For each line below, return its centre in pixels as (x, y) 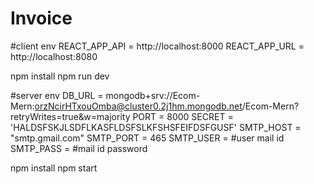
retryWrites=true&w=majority (70, 116)
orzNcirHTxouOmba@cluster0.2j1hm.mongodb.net (138, 106)
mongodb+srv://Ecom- (153, 95)
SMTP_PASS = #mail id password (79, 148)
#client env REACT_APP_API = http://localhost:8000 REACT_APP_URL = (157, 46)
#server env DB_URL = (57, 95)
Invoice (41, 18)
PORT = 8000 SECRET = (183, 116)
